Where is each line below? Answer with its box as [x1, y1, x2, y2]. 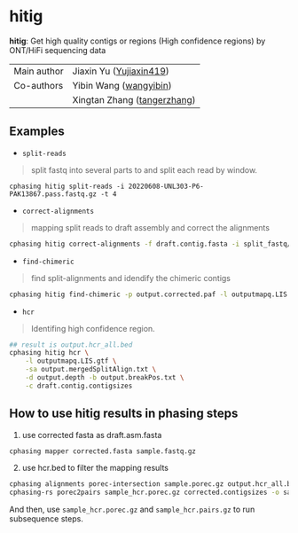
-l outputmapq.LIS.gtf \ [25, 357, 117, 365]
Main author [13, 65, 64, 77]
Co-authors [13, 79, 64, 91]
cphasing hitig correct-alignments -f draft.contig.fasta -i [9, 239, 240, 248]
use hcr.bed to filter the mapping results [21, 463, 169, 474]
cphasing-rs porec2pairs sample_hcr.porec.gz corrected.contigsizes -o [9, 488, 279, 498]
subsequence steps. [9, 513, 84, 524]
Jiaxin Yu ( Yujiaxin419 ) [72, 65, 170, 77]
